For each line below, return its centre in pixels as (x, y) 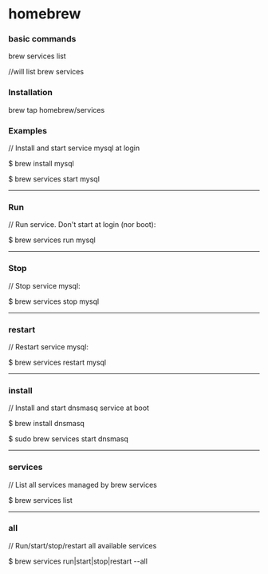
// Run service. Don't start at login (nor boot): (82, 225)
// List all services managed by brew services (83, 484)
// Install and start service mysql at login (74, 148)
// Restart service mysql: (49, 347)
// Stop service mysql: (45, 285)
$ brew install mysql (41, 164)
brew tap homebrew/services (57, 110)
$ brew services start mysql (54, 179)
